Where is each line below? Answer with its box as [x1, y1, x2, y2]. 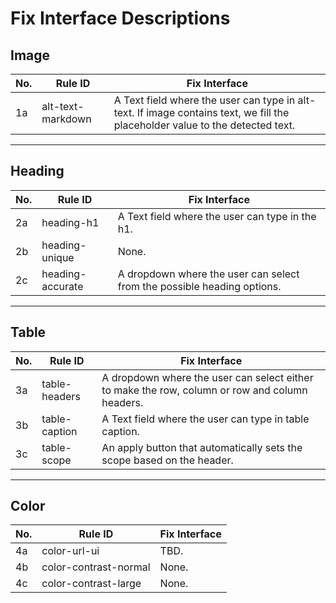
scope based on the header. [101, 453, 234, 467]
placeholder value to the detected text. [113, 118, 296, 132]
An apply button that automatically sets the [101, 440, 303, 454]
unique [41, 250, 75, 264]
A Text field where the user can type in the [117, 209, 317, 223]
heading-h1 [41, 215, 100, 229]
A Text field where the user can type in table [101, 412, 310, 426]
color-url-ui [41, 544, 100, 558]
